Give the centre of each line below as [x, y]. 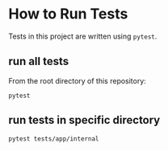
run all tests [39, 61]
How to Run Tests [68, 14]
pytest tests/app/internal [54, 139]
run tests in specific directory [84, 120]
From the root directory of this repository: [78, 80]
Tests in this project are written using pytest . [83, 36]
